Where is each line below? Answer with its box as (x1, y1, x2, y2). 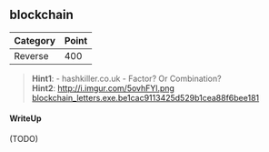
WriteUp (9, 113, 43, 124)
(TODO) (9, 134, 39, 145)
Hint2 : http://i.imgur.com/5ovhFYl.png (31, 82, 175, 94)
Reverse (14, 49, 49, 62)
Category (14, 34, 56, 46)
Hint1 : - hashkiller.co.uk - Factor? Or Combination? (31, 73, 222, 84)
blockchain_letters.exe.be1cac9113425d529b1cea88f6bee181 (31, 92, 260, 103)
